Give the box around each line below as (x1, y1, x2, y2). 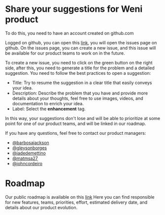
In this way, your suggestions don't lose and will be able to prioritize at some (5, 115, 161, 121)
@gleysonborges (12, 145, 47, 151)
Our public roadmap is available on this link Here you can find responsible (5, 194, 155, 200)
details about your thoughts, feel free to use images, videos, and (12, 95, 143, 101)
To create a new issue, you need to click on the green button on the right (5, 60, 153, 65)
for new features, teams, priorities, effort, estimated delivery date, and (5, 199, 148, 205)
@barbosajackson (12, 139, 49, 146)
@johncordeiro (12, 160, 43, 166)
